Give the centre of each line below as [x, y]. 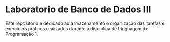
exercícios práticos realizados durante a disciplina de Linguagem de [77, 28]
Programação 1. [22, 34]
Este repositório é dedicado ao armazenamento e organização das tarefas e [85, 23]
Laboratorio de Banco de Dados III [78, 9]
